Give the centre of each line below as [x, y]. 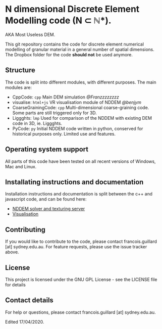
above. [12, 252]
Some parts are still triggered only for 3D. [54, 113]
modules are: [19, 87]
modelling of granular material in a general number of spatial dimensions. [80, 49]
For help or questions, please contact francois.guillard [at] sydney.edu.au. [81, 312]
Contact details [29, 300]
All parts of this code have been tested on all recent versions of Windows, [81, 161]
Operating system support [47, 149]
